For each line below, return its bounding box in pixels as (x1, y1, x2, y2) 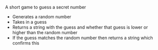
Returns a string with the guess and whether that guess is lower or (12, 24, 148, 30)
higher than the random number (12, 30, 78, 35)
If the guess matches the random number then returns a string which (12, 35, 154, 41)
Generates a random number (12, 14, 72, 19)
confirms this (12, 40, 40, 46)
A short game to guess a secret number (5, 4, 86, 10)
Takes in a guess (12, 19, 47, 25)
